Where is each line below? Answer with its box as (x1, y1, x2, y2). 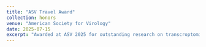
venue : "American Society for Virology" (6, 20, 112, 26)
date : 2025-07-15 (6, 26, 51, 32)
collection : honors (6, 15, 56, 21)
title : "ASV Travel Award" (6, 9, 75, 15)
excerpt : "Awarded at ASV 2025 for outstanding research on (6, 32, 164, 38)
